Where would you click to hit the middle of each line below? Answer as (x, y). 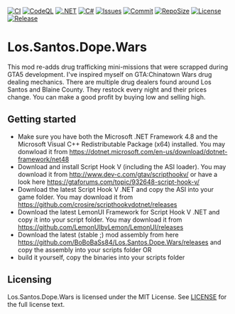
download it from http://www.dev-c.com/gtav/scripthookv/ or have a (117, 174)
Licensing (29, 280)
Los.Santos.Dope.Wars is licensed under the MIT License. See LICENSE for (117, 297)
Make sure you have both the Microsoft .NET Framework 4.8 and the (117, 136)
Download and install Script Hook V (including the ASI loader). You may (122, 166)
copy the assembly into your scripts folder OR (84, 249)
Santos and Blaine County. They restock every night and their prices (107, 90)
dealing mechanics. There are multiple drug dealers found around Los (109, 82)
